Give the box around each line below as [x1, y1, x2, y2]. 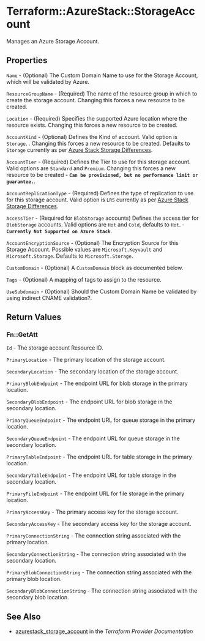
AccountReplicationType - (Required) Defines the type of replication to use [6, 189, 194, 197]
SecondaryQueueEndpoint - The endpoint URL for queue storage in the [6, 435, 181, 442]
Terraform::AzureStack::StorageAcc [6, 4, 196, 18]
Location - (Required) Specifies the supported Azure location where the [6, 114, 187, 122]
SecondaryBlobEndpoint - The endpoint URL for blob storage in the [6, 398, 173, 405]
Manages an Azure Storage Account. [6, 37, 100, 45]
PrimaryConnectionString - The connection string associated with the [6, 532, 181, 539]
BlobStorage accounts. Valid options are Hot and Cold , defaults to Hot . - [6, 220, 185, 228]
